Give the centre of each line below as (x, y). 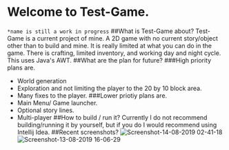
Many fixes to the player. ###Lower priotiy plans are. (92, 95)
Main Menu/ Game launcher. (57, 103)
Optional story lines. (46, 110)
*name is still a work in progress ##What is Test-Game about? (101, 31)
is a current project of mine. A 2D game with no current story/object (122, 38)
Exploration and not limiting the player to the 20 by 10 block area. (109, 88)
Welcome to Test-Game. (78, 12)
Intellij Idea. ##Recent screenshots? (68, 132)
